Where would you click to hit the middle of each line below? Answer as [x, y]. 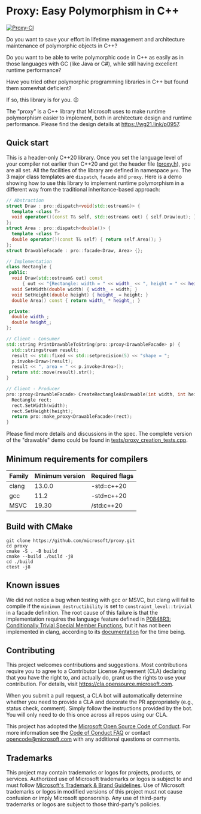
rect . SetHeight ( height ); [42, 411]
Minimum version [60, 475]
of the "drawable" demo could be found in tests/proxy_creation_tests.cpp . [97, 440]
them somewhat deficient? [39, 88]
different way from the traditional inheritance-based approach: [83, 189]
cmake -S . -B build [32, 551]
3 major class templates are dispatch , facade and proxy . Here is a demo [94, 176]
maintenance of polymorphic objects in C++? [62, 46]
